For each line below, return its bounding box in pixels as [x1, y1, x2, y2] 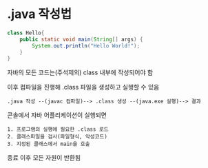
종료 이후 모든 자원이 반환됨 [7, 154, 81, 162]
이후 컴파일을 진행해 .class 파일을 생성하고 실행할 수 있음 [7, 83, 160, 92]
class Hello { [7, 29, 45, 36]
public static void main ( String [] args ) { [19, 36, 143, 43]
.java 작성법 [7, 6, 72, 22]
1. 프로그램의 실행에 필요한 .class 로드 [7, 126, 109, 133]
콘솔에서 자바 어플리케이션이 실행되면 [7, 111, 107, 119]
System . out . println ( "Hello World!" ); [32, 42, 140, 49]
